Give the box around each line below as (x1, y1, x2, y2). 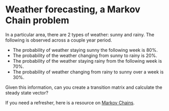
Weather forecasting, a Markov (5, 4, 141, 15)
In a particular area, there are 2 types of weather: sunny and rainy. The (5, 31, 155, 38)
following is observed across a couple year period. (5, 37, 112, 43)
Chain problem (5, 14, 70, 26)
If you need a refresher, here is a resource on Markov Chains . (5, 99, 135, 106)
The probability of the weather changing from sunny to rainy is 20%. (12, 52, 158, 59)
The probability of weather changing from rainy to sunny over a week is (12, 68, 164, 75)
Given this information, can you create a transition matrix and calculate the (5, 84, 162, 90)
